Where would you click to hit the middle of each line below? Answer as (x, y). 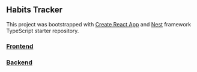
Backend (20, 62)
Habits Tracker (35, 10)
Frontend (20, 46)
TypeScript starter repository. (43, 31)
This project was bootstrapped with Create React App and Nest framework (98, 24)
